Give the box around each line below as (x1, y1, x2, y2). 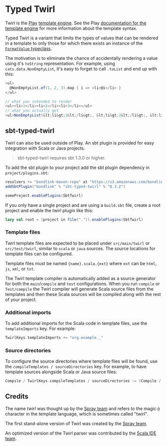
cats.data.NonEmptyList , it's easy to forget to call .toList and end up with (5, 66, 158, 72)
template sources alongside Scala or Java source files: (5, 369, 117, 375)
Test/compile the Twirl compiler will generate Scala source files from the (5, 286, 154, 292)
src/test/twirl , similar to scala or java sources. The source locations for (5, 245, 156, 251)
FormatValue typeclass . (5, 45, 52, 51)
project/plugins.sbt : (5, 169, 49, 175)
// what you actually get (5, 108, 59, 113)
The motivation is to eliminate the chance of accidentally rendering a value (5, 55, 158, 61)
